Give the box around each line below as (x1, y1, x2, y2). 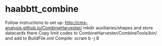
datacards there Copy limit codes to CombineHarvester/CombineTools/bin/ (5, 30, 157, 36)
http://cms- (65, 20, 88, 25)
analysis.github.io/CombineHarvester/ (5, 24, 82, 30)
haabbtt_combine (5, 3, 79, 15)
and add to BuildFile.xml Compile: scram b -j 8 (5, 35, 99, 41)
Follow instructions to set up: (5, 20, 64, 25)
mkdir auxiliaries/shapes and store (83, 24, 153, 30)
